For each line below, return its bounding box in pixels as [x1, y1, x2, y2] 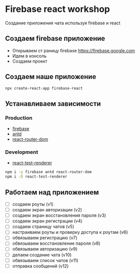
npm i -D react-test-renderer [5, 174, 68, 180]
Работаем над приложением [5, 188, 99, 196]
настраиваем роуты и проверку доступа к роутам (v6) [12, 229, 128, 235]
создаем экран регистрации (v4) [12, 218, 83, 224]
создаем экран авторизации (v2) [12, 207, 83, 213]
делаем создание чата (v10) [12, 252, 72, 258]
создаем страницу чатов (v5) [12, 224, 75, 230]
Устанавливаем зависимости [5, 99, 101, 108]
